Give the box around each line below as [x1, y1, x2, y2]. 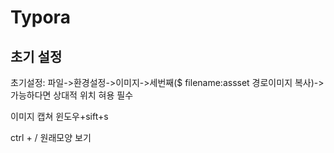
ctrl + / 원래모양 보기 [10, 132, 92, 143]
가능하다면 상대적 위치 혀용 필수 [10, 89, 134, 101]
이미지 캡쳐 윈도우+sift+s [10, 111, 109, 122]
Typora [10, 6, 71, 29]
